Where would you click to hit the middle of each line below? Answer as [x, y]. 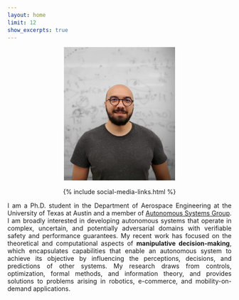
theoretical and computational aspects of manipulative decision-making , [119, 243]
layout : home [27, 15]
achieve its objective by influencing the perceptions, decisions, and [119, 258]
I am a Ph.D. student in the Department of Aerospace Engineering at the [119, 205]
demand [20, 289]
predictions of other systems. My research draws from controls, [119, 266]
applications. [52, 289]
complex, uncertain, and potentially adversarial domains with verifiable [119, 228]
